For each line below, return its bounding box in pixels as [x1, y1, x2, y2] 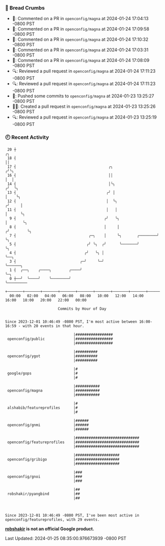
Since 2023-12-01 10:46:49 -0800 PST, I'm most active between [5, 319, 137, 324]
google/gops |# [7, 371, 78, 376]
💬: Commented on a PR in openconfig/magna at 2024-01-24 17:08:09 [12, 58, 150, 63]
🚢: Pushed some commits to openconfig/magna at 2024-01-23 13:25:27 [12, 93, 154, 99]
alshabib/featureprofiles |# [7, 405, 78, 410]
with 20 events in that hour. [23, 323, 84, 329]
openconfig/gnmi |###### [7, 423, 89, 427]
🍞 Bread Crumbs [5, 4, 45, 11]
